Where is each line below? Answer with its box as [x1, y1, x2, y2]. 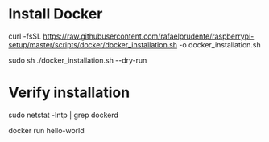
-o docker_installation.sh [179, 39, 262, 49]
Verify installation [8, 83, 130, 102]
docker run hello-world [8, 125, 85, 135]
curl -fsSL [8, 31, 42, 41]
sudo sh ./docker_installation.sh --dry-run [8, 55, 147, 65]
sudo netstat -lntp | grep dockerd [8, 110, 119, 120]
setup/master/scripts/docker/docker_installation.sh [8, 39, 178, 49]
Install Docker [8, 5, 103, 23]
